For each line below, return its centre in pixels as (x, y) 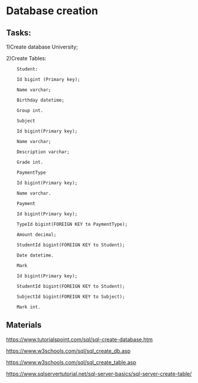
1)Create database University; (42, 47)
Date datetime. (35, 255)
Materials (24, 325)
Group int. (30, 111)
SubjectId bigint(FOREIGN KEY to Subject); (71, 297)
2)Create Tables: (27, 58)
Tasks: (19, 33)
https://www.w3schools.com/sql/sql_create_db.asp (68, 350)
